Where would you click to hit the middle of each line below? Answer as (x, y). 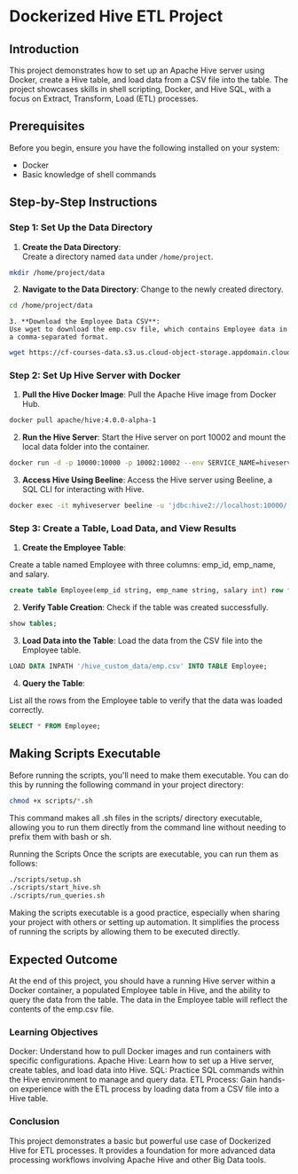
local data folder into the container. (86, 447)
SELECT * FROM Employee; (55, 726)
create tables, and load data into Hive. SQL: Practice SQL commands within (147, 1070)
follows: (24, 863)
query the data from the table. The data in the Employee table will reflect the (149, 999)
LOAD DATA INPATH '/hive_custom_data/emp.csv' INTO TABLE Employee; (138, 667)
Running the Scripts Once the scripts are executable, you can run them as (144, 854)
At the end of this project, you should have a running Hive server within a (142, 981)
